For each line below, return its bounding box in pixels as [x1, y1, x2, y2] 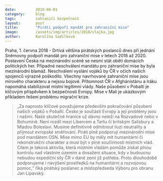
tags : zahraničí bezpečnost [5, 16, 79, 21]
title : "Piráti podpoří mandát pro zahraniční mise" [5, 25, 130, 30]
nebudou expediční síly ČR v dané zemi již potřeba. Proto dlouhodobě [17, 155, 157, 161]
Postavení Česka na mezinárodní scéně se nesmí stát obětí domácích [5, 58, 144, 64]
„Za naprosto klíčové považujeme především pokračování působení [17, 103, 152, 109]
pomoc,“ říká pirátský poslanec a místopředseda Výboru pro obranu [17, 165, 153, 171]
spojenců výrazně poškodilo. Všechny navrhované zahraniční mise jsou [5, 73, 148, 79]
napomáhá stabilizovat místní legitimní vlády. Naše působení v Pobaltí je [5, 83, 149, 89]
